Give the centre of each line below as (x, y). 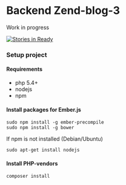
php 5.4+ (26, 83)
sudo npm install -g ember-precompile (55, 123)
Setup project (27, 55)
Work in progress (28, 27)
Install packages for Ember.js (44, 109)
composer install (28, 177)
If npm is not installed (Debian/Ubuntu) (55, 139)
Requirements (25, 69)
